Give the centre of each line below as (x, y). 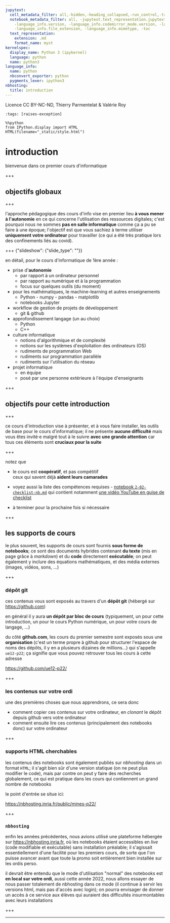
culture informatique (34, 335)
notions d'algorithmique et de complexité (63, 340)
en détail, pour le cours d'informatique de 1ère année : (62, 260)
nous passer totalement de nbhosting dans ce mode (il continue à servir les (84, 884)
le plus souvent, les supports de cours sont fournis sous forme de (74, 545)
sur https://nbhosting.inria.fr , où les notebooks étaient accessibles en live (82, 842)
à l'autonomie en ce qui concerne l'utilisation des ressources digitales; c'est (85, 219)
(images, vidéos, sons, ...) (32, 567)
